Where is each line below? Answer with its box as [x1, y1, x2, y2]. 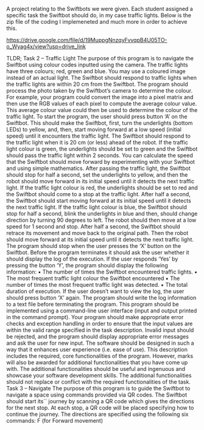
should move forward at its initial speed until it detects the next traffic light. [6, 236, 194, 243]
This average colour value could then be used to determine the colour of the [6, 107, 198, 113]
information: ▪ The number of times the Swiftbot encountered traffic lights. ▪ [6, 268, 198, 275]
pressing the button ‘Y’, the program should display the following [6, 262, 169, 269]
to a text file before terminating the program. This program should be [6, 301, 179, 308]
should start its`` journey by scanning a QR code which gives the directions [6, 398, 195, 404]
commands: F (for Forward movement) [6, 417, 104, 424]
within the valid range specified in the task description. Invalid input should [6, 326, 194, 334]
